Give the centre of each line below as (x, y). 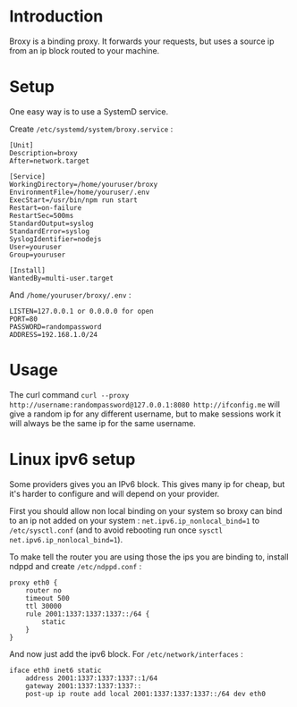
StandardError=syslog (50, 231)
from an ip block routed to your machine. (85, 50)
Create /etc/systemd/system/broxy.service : (91, 129)
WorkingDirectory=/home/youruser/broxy (84, 184)
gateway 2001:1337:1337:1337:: (84, 686)
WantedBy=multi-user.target (62, 278)
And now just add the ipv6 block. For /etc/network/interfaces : (126, 653)
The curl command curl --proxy (69, 394)
